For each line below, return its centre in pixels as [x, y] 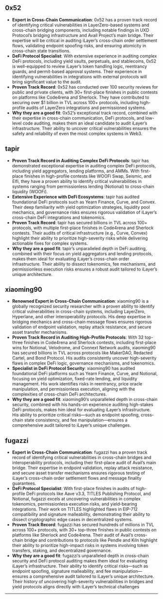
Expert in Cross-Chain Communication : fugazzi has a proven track [80, 453]
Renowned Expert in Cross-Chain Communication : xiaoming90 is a [80, 301]
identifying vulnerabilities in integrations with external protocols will [79, 76]
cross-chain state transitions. [41, 51]
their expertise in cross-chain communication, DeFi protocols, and [78, 118]
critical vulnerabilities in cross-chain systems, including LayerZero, [79, 311]
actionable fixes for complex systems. [50, 243]
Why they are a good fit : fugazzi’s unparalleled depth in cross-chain [80, 556]
